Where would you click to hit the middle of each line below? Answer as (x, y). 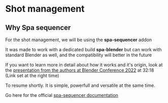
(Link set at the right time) (32, 76)
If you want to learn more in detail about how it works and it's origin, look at (84, 65)
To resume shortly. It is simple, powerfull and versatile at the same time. (80, 85)
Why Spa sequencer (38, 28)
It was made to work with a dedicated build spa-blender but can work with (83, 49)
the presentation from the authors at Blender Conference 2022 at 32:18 (80, 70)
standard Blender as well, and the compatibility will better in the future (79, 55)
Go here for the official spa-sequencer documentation (62, 95)
